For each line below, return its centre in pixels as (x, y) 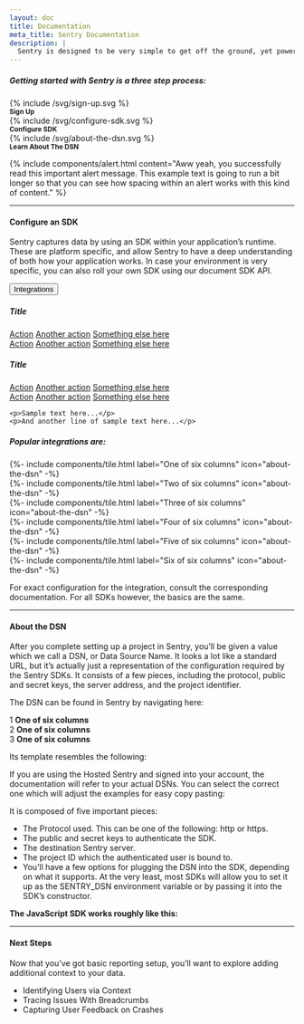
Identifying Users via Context (77, 990)
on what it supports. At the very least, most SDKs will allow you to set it (155, 877)
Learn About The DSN (44, 147)
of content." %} (38, 193)
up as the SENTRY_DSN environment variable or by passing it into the (152, 886)
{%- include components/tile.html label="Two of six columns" (124, 483)
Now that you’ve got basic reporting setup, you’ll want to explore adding (144, 963)
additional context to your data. (67, 972)
